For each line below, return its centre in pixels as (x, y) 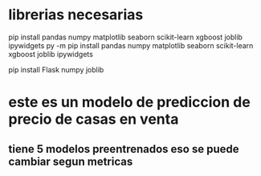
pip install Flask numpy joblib (56, 69)
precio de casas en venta (94, 119)
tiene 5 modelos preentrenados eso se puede (124, 149)
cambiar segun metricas (71, 161)
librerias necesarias (76, 15)
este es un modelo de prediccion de (129, 102)
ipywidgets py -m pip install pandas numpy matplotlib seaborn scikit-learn (131, 45)
